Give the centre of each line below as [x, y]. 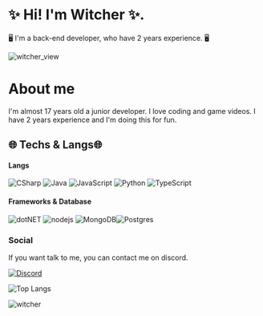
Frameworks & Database [50, 201]
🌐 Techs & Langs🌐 [55, 145]
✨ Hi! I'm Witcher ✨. [77, 15]
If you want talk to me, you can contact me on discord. [98, 257]
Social [21, 240]
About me [42, 89]
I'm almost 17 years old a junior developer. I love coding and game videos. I [132, 111]
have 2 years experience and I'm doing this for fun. [93, 120]
